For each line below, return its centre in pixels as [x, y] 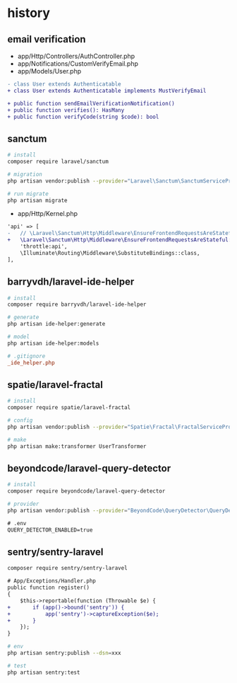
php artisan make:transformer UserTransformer [77, 446]
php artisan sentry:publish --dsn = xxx [64, 653]
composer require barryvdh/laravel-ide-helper [77, 305]
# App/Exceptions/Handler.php [52, 581]
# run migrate [28, 194]
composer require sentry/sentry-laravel [68, 568]
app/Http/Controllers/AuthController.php [76, 56]
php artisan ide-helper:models [53, 343]
